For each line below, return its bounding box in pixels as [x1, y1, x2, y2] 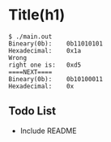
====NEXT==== [8, 67, 53, 76]
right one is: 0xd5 [8, 61, 82, 69]
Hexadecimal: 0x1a [8, 46, 82, 54]
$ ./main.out [8, 32, 53, 41]
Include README [19, 126, 77, 136]
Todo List [8, 104, 57, 118]
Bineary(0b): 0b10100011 [8, 75, 104, 83]
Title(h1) [8, 6, 66, 24]
